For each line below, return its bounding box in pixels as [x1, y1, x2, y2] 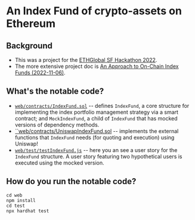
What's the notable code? [6, 86, 104, 97]
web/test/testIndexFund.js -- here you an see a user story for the [14, 146, 178, 153]
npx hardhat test [6, 207, 49, 214]
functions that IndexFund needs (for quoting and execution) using [14, 134, 175, 141]
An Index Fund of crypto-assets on [6, 4, 182, 18]
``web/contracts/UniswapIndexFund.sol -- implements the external [14, 127, 179, 135]
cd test [6, 203, 26, 209]
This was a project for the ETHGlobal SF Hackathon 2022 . [14, 57, 157, 63]
